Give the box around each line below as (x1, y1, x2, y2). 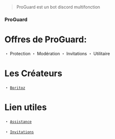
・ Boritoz (4, 84, 26, 90)
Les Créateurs (4, 68, 62, 79)
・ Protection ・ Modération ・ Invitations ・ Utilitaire (4, 50, 110, 56)
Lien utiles (4, 102, 47, 113)
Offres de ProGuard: (4, 34, 87, 45)
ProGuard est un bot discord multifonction (16, 4, 100, 10)
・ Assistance (4, 118, 32, 124)
